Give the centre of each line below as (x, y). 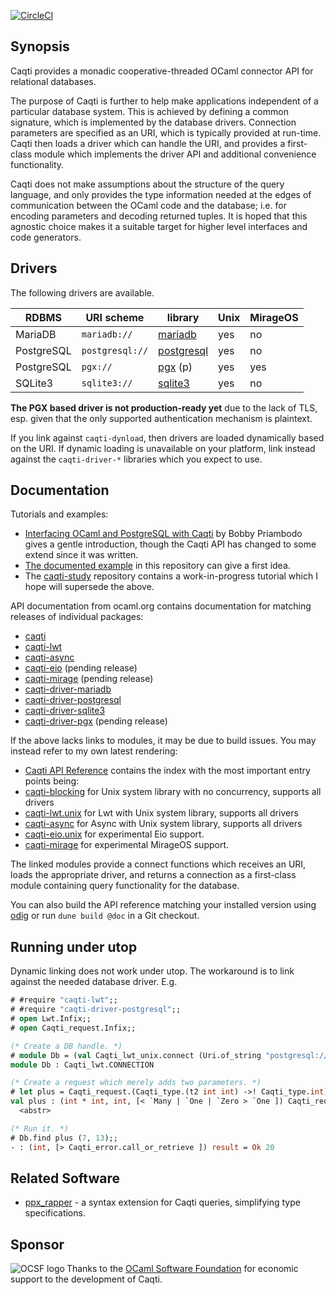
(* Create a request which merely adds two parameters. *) (136, 1083)
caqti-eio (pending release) (81, 668)
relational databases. (53, 81)
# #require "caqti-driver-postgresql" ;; (96, 1010)
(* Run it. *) (40, 1128)
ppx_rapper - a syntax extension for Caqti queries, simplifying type (162, 1202)
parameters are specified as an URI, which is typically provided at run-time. (166, 132)
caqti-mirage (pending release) (89, 679)
